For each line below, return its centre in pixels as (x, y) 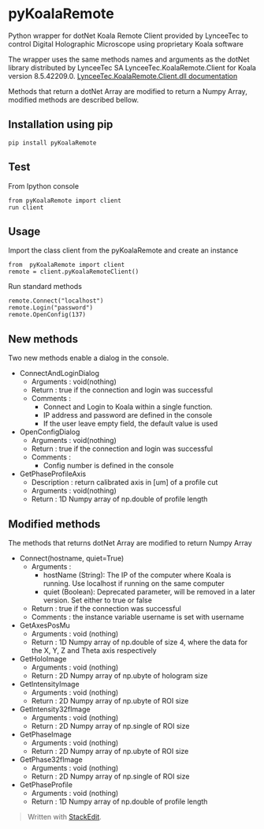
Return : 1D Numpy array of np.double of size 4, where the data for (139, 642)
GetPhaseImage (46, 734)
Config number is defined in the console (108, 466)
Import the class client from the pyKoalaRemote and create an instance (123, 250)
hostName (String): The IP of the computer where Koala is (137, 575)
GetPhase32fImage (51, 760)
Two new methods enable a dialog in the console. (89, 358)
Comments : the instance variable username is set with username (138, 617)
